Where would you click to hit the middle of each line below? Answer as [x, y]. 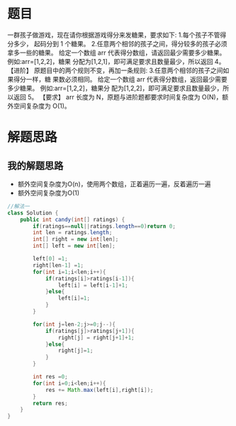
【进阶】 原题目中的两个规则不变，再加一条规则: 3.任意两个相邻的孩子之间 [115, 70]
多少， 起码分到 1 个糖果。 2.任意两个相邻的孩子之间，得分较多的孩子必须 [120, 43]
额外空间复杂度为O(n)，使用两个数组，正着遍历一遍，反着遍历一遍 [114, 184]
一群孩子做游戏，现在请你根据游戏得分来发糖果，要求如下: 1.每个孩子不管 [114, 35]
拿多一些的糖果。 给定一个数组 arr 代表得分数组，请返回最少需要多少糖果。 [117, 53]
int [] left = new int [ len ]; [74, 246]
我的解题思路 [35, 166]
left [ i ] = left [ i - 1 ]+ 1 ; [93, 285]
